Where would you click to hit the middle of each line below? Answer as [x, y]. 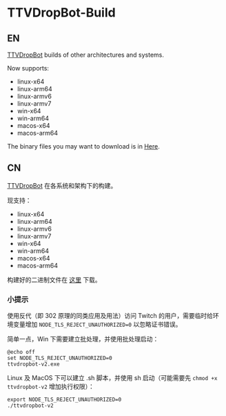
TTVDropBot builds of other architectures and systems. [85, 55]
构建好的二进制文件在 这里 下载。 [54, 280]
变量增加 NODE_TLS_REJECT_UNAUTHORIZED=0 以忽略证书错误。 [97, 324]
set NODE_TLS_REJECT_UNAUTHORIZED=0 [60, 358]
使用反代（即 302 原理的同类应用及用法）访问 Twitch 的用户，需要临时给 [110, 316]
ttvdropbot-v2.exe [33, 364]
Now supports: [28, 68]
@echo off [21, 352]
